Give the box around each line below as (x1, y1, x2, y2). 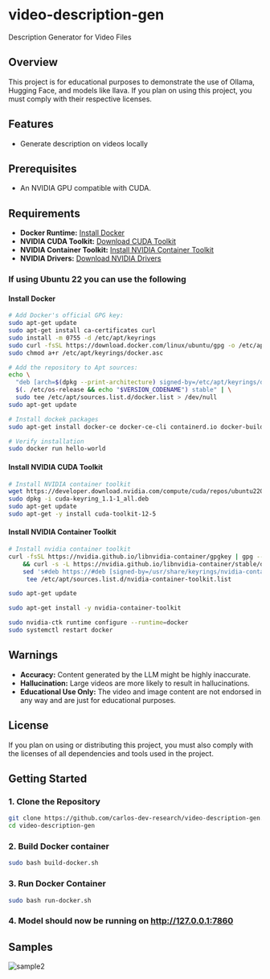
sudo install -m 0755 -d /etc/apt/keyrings (8, 334, 157, 342)
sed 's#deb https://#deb (22, 567, 106, 576)
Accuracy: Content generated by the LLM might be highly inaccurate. (19, 669, 252, 679)
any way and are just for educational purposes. (19, 695, 177, 705)
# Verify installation (8, 437, 84, 446)
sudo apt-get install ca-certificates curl (8, 327, 157, 335)
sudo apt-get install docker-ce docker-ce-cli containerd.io (8, 422, 218, 431)
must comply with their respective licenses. (8, 94, 153, 104)
